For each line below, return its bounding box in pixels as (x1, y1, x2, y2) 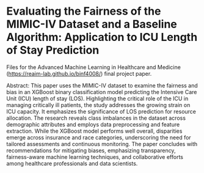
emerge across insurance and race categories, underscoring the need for (6, 133, 191, 141)
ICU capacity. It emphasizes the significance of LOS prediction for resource (6, 108, 197, 115)
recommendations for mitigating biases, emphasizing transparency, (6, 147, 176, 154)
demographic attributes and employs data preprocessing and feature (6, 120, 180, 128)
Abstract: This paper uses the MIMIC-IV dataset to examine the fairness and (6, 81, 199, 89)
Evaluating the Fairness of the (6, 4, 161, 18)
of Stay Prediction (6, 43, 100, 57)
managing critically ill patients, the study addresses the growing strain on (6, 101, 191, 108)
